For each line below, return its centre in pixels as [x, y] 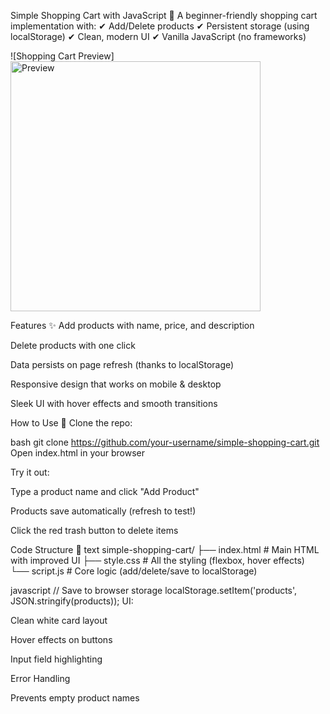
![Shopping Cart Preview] [62, 56]
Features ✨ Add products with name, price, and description [132, 325]
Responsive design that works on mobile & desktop [116, 384]
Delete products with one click [73, 345]
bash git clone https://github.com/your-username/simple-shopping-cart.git [165, 442]
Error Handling [40, 678]
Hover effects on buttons [61, 639]
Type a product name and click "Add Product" [105, 491]
